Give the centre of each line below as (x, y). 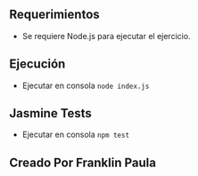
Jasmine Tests (50, 113)
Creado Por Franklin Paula (82, 162)
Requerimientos (54, 15)
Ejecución (37, 64)
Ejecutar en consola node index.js (86, 85)
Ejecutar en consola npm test (76, 135)
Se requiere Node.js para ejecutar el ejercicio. (106, 36)
